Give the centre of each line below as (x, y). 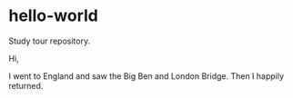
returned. (26, 85)
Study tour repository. (50, 41)
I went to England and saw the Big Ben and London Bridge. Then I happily (146, 76)
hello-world (54, 16)
